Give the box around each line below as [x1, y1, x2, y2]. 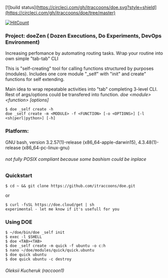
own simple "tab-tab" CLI [5, 55, 59, 62]
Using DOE [5, 218, 33, 226]
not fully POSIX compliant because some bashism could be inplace [5, 156, 147, 162]
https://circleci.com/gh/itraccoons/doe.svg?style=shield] [37, 5, 157, 10]
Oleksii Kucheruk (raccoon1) [5, 267, 65, 274]
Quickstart [5, 172, 33, 179]
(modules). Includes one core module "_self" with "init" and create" [5, 71, 147, 77]
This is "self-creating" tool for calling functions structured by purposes [5, 66, 154, 72]
